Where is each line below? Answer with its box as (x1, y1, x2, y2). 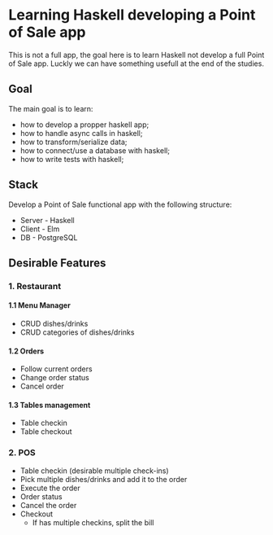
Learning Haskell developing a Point (8, 6, 256, 24)
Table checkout (19, 427, 72, 436)
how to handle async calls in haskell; (19, 128, 143, 138)
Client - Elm (19, 224, 60, 234)
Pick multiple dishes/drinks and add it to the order (19, 474, 188, 484)
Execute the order (19, 483, 80, 493)
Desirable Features (8, 256, 106, 270)
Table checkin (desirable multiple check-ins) (19, 466, 169, 476)
